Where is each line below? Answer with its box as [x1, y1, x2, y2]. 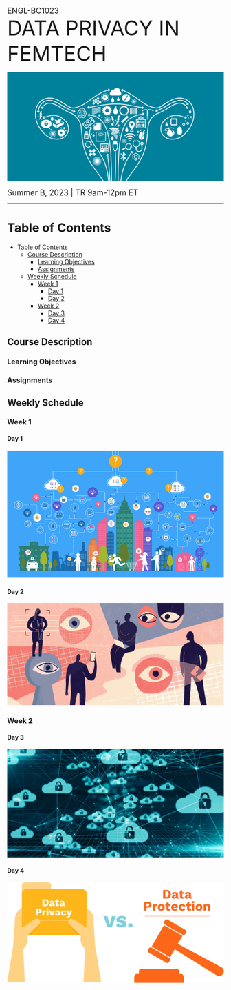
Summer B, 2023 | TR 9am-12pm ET [7, 188, 139, 197]
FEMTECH [7, 41, 107, 66]
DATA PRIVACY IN [7, 15, 180, 41]
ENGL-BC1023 [7, 6, 60, 16]
